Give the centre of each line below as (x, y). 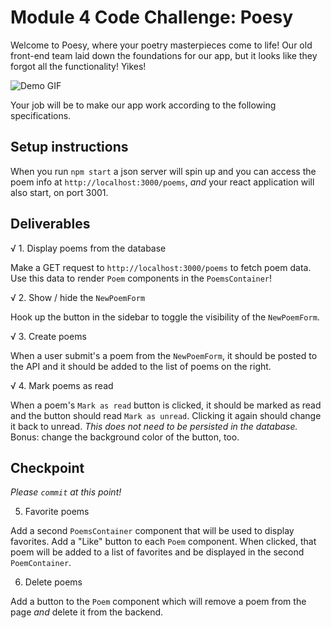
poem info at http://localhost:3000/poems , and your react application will (162, 182)
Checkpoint (47, 467)
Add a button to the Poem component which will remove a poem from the (158, 602)
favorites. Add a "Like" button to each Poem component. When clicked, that (163, 542)
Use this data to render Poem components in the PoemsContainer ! (141, 278)
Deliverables (50, 224)
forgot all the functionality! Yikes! (78, 66)
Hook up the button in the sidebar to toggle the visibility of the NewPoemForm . (165, 317)
